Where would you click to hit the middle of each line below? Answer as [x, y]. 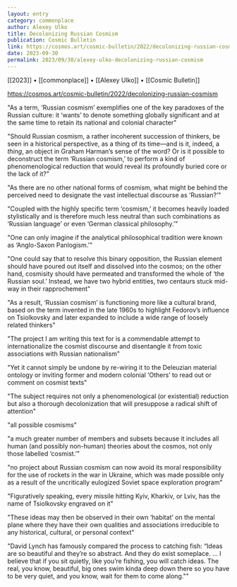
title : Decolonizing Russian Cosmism [63, 34]
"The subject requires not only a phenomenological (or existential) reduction [118, 396]
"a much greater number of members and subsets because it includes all [113, 438]
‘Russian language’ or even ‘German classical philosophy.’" [93, 223]
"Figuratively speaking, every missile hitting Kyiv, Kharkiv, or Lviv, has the [114, 496]
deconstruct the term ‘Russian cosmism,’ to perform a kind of [96, 158]
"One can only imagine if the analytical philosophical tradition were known [115, 237]
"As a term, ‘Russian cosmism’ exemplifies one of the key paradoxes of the [116, 107]
